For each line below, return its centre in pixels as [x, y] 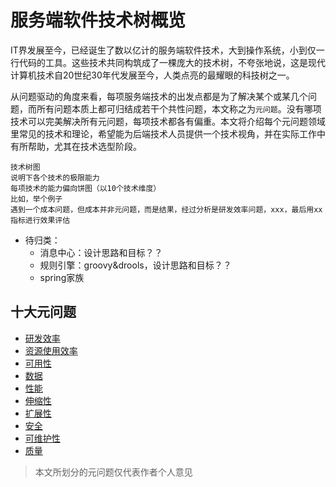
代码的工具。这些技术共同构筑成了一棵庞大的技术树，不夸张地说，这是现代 [172, 62]
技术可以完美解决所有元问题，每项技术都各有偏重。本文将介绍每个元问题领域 [168, 121]
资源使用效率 [51, 350]
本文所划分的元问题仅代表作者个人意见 [113, 472]
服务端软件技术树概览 [98, 20]
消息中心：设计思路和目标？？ [101, 252]
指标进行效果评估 [40, 220]
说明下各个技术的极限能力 [55, 177]
